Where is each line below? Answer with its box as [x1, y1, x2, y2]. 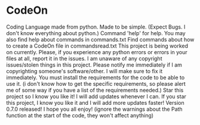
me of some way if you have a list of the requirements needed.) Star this [6, 86, 184, 93]
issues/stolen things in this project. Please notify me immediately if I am [6, 61, 182, 68]
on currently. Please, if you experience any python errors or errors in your [6, 48, 188, 55]
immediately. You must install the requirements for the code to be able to [6, 74, 185, 81]
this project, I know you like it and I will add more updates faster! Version [6, 99, 184, 106]
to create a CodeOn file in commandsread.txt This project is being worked [6, 42, 189, 49]
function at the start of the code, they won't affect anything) [6, 111, 154, 119]
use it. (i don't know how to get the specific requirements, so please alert [6, 80, 186, 87]
